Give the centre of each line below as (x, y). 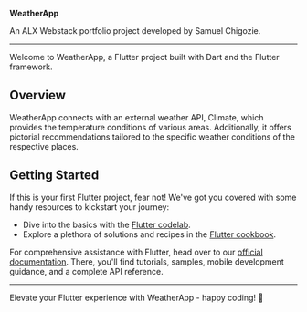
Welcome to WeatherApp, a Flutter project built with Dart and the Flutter (145, 57)
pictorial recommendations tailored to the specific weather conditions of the (152, 137)
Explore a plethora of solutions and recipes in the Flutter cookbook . (149, 234)
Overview (38, 95)
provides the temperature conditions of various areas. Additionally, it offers (151, 127)
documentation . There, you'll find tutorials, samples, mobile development (147, 261)
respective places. (44, 146)
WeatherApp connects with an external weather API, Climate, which (137, 117)
